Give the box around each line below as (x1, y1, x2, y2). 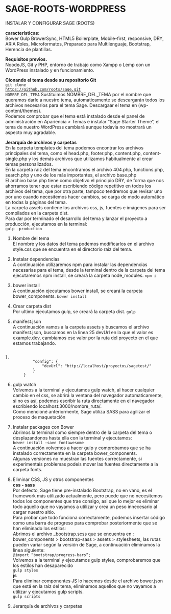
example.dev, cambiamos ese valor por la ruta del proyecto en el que (12, 335, 158, 341)
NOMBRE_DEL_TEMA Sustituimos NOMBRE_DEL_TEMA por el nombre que (5, 91, 152, 97)
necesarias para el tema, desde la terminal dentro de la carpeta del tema (12, 267, 165, 273)
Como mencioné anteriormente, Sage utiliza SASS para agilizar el (12, 408, 151, 414)
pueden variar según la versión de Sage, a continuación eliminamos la (12, 541, 160, 547)
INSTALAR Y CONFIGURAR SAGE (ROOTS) (5, 20, 95, 26)
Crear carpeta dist (12, 303, 52, 309)
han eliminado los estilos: (12, 525, 66, 531)
